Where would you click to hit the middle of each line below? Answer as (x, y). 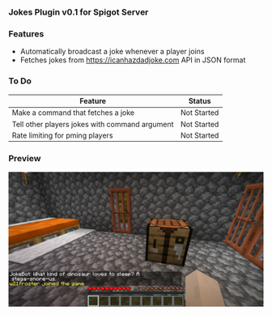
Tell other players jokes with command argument (93, 124)
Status (200, 101)
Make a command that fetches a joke (73, 113)
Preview (25, 159)
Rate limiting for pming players (62, 135)
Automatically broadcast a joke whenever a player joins (112, 52)
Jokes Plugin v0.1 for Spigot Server (79, 12)
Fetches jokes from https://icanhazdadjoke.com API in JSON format (133, 60)
